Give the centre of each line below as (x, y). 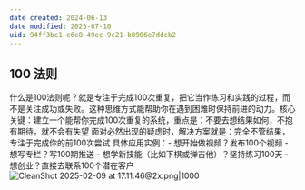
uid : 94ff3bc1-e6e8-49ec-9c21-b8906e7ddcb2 (93, 35)
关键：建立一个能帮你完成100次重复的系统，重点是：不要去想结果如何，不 (148, 120)
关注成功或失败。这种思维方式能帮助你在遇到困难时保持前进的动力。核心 (160, 109)
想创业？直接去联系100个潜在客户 (72, 165)
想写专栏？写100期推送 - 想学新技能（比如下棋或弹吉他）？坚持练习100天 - (149, 155)
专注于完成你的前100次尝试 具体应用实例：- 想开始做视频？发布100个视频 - (149, 143)
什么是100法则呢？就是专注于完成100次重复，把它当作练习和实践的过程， (146, 97)
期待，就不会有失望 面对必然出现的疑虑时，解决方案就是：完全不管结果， (153, 132)
